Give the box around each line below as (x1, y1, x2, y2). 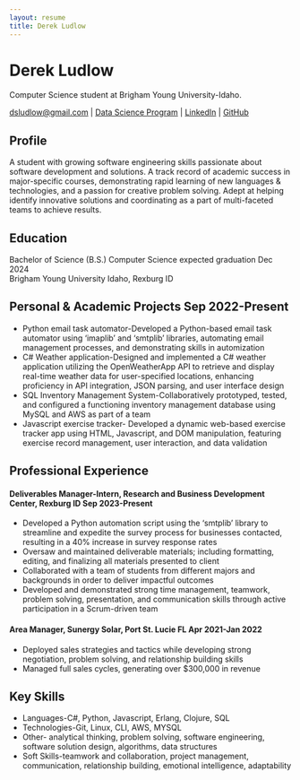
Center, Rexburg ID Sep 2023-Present (9, 498, 153, 508)
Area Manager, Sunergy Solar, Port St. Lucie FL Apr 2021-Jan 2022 (9, 624, 262, 635)
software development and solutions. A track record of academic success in (9, 167, 291, 178)
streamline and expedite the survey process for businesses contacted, (21, 527, 283, 538)
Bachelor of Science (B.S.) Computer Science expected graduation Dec (9, 255, 273, 265)
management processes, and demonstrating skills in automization (21, 342, 265, 352)
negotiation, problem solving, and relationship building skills (21, 654, 244, 664)
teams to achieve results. (9, 204, 102, 215)
